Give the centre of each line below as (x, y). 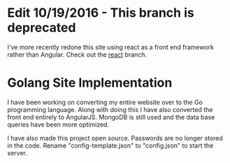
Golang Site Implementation (90, 83)
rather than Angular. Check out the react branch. (77, 55)
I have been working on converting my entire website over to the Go (105, 102)
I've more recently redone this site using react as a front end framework (111, 47)
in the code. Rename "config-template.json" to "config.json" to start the (110, 146)
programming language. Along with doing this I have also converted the (110, 109)
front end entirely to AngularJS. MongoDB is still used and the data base (111, 117)
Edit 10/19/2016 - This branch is (101, 13)
